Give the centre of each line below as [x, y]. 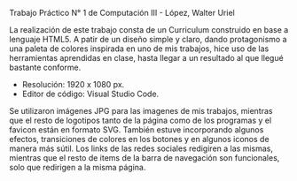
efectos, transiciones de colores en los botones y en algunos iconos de [139, 139]
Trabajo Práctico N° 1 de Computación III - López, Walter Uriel [122, 13]
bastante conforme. [45, 67]
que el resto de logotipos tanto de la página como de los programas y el [141, 120]
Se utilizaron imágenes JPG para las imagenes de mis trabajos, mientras [141, 111]
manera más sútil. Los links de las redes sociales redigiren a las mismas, [141, 148]
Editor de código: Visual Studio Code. [90, 94]
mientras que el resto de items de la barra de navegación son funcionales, [145, 158]
